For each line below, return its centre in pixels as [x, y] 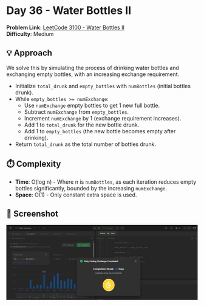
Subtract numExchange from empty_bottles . [76, 112]
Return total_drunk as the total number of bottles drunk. [86, 144]
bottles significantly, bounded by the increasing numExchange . [91, 188]
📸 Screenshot [32, 214]
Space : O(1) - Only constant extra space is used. [76, 195]
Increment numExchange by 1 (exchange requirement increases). [103, 118]
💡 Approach [29, 53]
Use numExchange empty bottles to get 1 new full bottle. [92, 105]
